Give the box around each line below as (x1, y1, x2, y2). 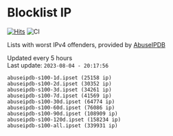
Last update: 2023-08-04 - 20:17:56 (7, 61, 108, 69)
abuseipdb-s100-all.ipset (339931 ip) (7, 122, 118, 129)
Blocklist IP (7, 5, 72, 21)
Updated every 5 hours (7, 53, 73, 62)
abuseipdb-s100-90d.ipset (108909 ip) (7, 110, 118, 117)
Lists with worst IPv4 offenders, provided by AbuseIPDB (7, 40, 166, 49)
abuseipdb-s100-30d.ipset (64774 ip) (7, 98, 115, 105)
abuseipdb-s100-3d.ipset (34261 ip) (7, 86, 112, 93)
